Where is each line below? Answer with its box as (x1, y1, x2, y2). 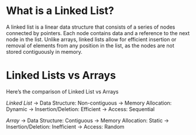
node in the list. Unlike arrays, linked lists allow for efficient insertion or (6, 36, 177, 43)
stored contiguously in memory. (6, 48, 83, 55)
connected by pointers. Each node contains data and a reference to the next (6, 29, 190, 36)
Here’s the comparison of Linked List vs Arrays (6, 88, 119, 95)
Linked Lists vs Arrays (6, 69, 116, 82)
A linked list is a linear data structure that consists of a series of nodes (6, 23, 176, 30)
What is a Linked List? (6, 4, 114, 18)
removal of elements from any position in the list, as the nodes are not (6, 42, 174, 49)
